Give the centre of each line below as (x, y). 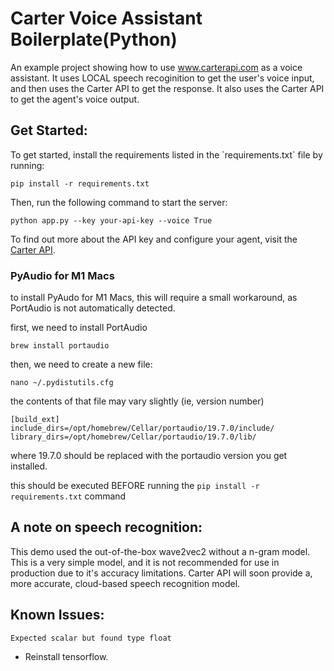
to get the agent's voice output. (75, 99)
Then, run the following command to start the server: (119, 202)
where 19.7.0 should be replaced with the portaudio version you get (149, 456)
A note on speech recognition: (106, 527)
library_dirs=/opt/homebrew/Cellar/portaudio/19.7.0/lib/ (133, 437)
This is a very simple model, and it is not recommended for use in (145, 562)
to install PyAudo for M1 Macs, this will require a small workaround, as (154, 298)
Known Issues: (57, 615)
